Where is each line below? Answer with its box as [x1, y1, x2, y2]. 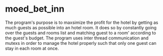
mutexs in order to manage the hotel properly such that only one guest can [5, 40, 157, 46]
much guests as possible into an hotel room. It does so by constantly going [5, 24, 157, 30]
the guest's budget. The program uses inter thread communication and [5, 35, 149, 41]
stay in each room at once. [5, 45, 59, 51]
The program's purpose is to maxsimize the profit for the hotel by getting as [5, 19, 159, 25]
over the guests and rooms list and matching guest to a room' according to [5, 30, 156, 36]
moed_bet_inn [5, 3, 65, 15]
